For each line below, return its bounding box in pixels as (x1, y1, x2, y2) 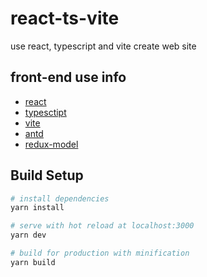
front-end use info (10, 69, 127, 86)
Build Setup (10, 167, 84, 184)
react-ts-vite (10, 7, 120, 30)
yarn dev (10, 230, 47, 241)
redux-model (24, 138, 79, 150)
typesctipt (24, 106, 67, 118)
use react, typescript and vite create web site (10, 40, 197, 52)
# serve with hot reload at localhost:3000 (10, 221, 195, 231)
